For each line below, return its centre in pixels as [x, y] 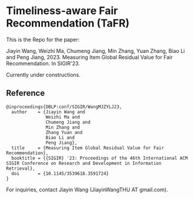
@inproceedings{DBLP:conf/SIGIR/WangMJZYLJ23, [64, 107]
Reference [26, 93]
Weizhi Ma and [63, 117]
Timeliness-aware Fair [62, 11]
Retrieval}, [21, 168]
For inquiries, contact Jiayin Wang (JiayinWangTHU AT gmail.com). [87, 190]
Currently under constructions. [44, 75]
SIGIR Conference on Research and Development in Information [84, 163]
